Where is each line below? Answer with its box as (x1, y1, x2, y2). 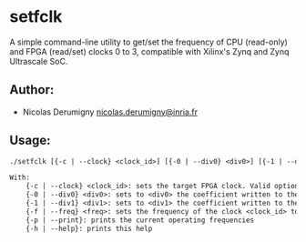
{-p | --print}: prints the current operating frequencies (25, 216, 255, 225)
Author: (9, 82, 55, 97)
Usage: (9, 133, 52, 148)
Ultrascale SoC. (9, 55, 68, 66)
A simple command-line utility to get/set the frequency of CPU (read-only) (9, 36, 289, 47)
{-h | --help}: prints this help (25, 224, 153, 233)
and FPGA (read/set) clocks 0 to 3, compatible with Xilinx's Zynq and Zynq (9, 45, 290, 56)
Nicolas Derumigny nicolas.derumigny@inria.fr (22, 106, 199, 117)
